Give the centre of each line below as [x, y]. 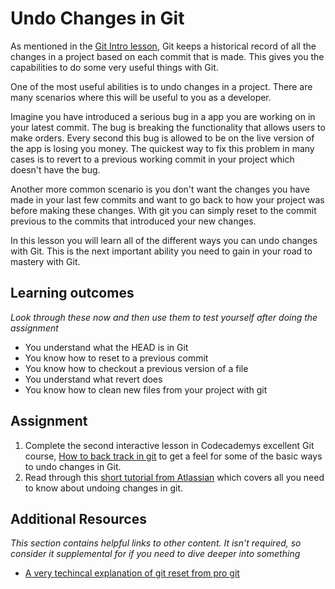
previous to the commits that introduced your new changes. [133, 221]
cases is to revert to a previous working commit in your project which [152, 159]
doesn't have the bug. [55, 169]
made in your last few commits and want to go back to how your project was [167, 199]
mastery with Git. [45, 261]
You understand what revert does [93, 379]
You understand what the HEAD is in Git [106, 347]
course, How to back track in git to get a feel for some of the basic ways [173, 456]
